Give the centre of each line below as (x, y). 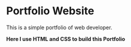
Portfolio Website (50, 11)
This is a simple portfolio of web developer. (59, 27)
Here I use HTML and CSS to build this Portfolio (66, 39)
